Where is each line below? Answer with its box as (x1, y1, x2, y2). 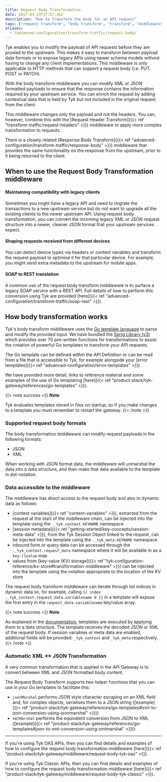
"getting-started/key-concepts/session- (68, 526, 150, 532)
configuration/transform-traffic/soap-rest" (5, 298, 92, 304)
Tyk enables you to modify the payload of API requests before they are (5, 44, 150, 50)
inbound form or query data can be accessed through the (12, 542, 130, 548)
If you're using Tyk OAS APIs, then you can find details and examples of (5, 740, 153, 746)
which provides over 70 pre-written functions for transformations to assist (5, 337, 157, 343)
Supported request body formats (5, 419, 86, 426)
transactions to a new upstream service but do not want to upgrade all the (5, 205, 157, 211)
